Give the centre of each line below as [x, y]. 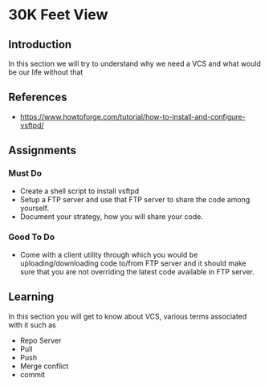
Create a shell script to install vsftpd [79, 191]
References [38, 98]
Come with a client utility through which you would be [109, 254]
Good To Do [31, 237]
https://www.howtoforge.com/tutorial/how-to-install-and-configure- [133, 116]
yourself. [35, 208]
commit [33, 374]
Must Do [25, 173]
